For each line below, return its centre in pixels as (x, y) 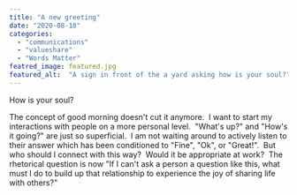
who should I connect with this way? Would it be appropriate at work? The (146, 154)
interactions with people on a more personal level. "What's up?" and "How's (148, 126)
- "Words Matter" (49, 58)
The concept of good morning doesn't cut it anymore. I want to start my (141, 116)
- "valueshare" (45, 50)
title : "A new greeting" (55, 17)
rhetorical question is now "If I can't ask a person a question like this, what (145, 163)
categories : (31, 34)
